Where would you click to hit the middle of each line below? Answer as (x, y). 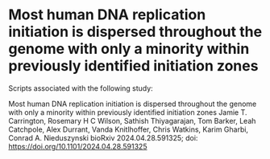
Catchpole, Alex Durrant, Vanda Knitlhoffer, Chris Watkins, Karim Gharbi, (128, 129)
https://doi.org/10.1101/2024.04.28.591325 (78, 146)
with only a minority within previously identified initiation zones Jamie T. (128, 112)
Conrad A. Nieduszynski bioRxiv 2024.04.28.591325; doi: (103, 137)
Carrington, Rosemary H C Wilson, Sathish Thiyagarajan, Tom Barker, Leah (132, 120)
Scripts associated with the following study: (81, 88)
